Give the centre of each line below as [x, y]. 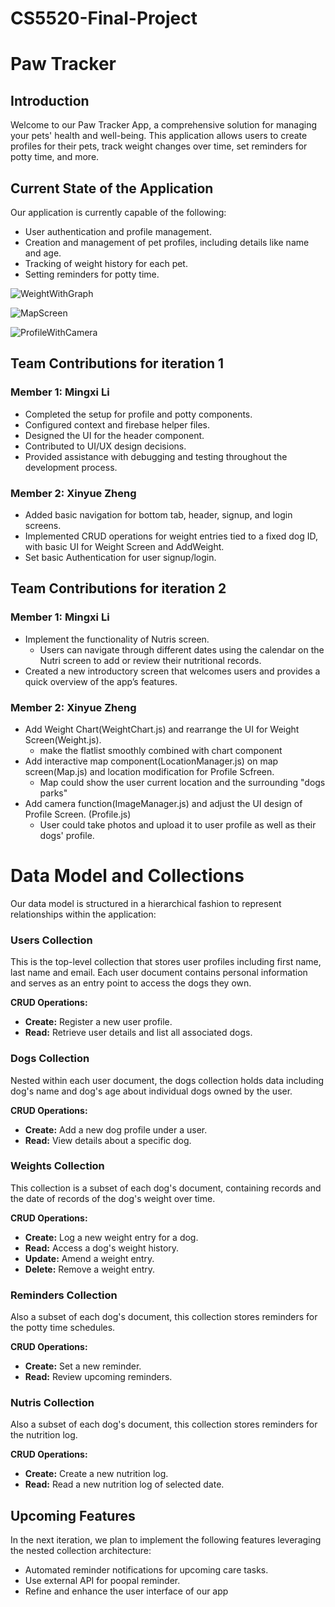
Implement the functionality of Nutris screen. [117, 639]
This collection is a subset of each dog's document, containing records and [166, 1188]
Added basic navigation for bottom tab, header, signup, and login [158, 514]
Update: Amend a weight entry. [89, 1258]
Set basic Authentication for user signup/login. [120, 557]
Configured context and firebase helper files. [117, 424]
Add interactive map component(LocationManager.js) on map [151, 761]
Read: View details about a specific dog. [108, 1140]
